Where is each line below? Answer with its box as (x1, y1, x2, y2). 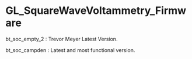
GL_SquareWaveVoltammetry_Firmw (5, 4, 187, 17)
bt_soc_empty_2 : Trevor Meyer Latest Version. (5, 35, 118, 42)
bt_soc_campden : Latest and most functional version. (5, 46, 135, 53)
